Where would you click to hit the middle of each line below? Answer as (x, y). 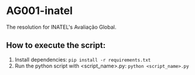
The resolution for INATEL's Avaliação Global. (61, 27)
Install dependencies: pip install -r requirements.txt (83, 59)
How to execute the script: (56, 45)
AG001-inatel (39, 11)
